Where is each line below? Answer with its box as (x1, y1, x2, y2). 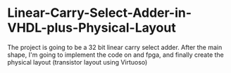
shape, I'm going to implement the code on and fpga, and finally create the (7, 51, 224, 59)
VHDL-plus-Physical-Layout (7, 20, 176, 36)
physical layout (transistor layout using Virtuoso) (7, 58, 148, 66)
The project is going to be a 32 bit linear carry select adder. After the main (7, 43, 223, 51)
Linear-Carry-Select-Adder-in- (7, 5, 192, 21)
